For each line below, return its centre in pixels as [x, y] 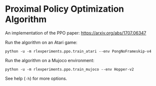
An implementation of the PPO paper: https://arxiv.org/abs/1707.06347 [76, 33]
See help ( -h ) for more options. [36, 78]
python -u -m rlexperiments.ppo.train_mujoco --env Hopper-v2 [69, 69]
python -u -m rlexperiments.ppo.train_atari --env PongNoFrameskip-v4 [78, 51]
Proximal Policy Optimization [65, 9]
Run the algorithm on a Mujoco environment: [50, 60]
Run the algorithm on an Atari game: [41, 42]
